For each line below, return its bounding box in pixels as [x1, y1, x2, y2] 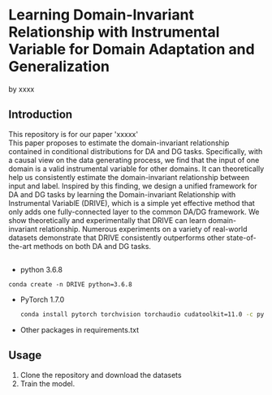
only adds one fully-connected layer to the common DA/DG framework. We [8, 207, 260, 217]
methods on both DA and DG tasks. [33, 241, 152, 251]
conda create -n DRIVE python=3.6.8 [8, 281, 132, 289]
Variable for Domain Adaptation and [8, 41, 255, 58]
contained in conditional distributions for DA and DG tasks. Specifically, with [8, 146, 263, 156]
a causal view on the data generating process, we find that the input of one [8, 155, 260, 165]
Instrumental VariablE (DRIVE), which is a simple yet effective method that [8, 198, 256, 208]
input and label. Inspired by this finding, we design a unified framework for [8, 181, 257, 191]
